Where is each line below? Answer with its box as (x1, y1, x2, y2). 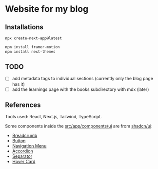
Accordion (12, 148, 33, 154)
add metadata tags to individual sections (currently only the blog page (12, 76, 154, 82)
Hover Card (12, 159, 36, 165)
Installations (5, 23, 44, 31)
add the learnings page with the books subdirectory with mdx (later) (12, 86, 149, 92)
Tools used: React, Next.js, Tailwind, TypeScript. (5, 114, 102, 120)
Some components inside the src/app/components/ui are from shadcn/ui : (5, 123, 153, 129)
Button (12, 138, 26, 144)
